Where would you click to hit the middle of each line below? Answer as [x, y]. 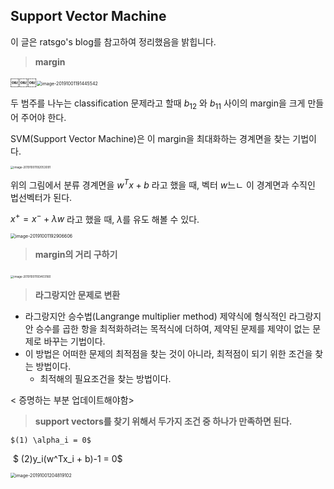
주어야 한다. [43, 117]
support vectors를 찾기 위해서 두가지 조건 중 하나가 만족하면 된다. [163, 421]
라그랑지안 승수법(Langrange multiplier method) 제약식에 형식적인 [155, 316]
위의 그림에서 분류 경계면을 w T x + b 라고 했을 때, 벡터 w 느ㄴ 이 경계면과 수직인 [163, 184]
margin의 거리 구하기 [76, 255]
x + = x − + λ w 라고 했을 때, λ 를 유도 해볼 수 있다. [105, 218]
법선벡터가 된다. [41, 197]
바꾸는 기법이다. [74, 341]
